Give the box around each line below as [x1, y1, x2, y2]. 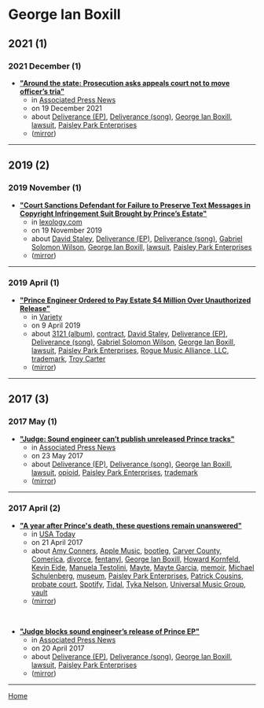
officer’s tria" [19, 87, 65, 96]
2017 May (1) [8, 416, 57, 427]
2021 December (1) [8, 61, 82, 72]
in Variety [31, 312, 63, 321]
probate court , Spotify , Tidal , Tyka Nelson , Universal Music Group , [31, 579, 246, 588]
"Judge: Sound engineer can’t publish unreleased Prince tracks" [19, 434, 235, 443]
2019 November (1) [8, 183, 82, 194]
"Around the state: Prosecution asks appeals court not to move [19, 78, 230, 87]
